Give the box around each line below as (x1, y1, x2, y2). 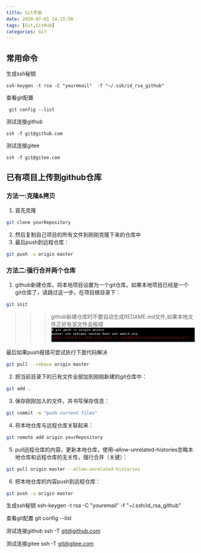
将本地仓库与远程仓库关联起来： (14, 421, 94, 428)
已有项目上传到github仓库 (6, 173, 102, 183)
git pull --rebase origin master (6, 361, 90, 368)
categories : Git (6, 29, 47, 35)
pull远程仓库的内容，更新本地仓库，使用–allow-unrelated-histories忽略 (14, 446, 188, 453)
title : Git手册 (6, 10, 42, 16)
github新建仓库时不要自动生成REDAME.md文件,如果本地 (50, 313, 188, 320)
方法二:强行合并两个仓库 (6, 267, 76, 275)
